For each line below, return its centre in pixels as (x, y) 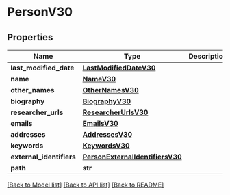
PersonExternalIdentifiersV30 (132, 157)
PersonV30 (40, 12)
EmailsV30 (100, 123)
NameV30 (99, 79)
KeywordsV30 (106, 146)
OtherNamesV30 (111, 90)
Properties (30, 37)
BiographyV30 (107, 101)
